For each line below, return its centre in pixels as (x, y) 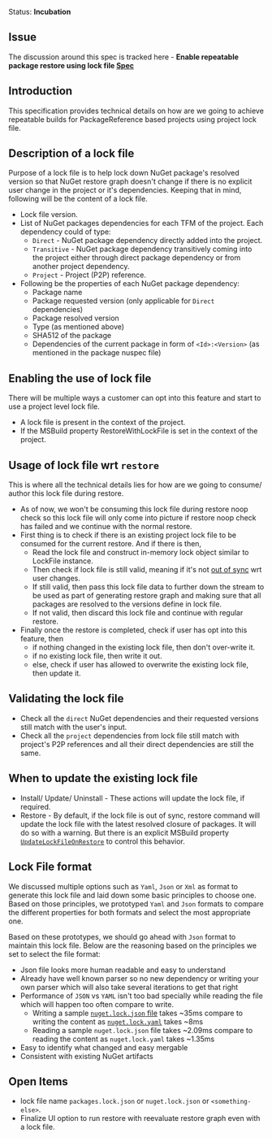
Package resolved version (76, 318)
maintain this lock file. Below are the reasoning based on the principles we (133, 945)
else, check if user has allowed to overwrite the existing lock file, (140, 665)
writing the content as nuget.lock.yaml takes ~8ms (118, 1021)
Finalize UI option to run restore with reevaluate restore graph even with (140, 1118)
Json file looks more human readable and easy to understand (123, 970)
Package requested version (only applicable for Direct (123, 301)
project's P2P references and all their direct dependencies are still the (137, 744)
